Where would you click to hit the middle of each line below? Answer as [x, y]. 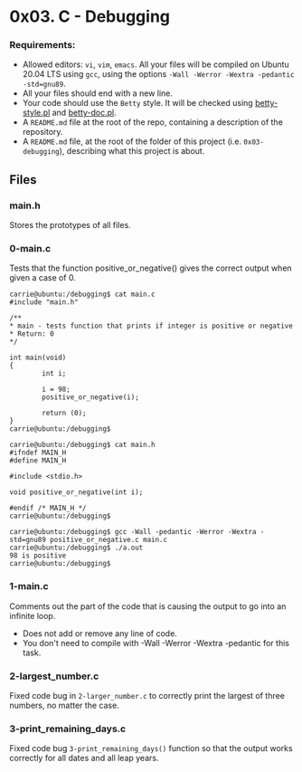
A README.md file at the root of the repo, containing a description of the [152, 122]
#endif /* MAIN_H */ [48, 509]
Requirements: [42, 45]
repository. [42, 132]
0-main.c [30, 249]
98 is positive [38, 556]
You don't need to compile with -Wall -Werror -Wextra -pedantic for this [156, 643]
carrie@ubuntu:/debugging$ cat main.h [82, 445]
